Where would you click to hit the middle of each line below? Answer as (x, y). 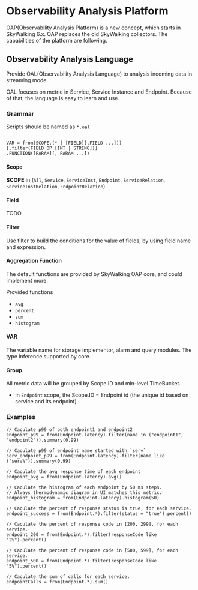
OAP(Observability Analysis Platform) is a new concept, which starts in (94, 28)
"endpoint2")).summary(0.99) (43, 440)
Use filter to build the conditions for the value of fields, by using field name (98, 241)
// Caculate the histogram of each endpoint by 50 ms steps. (84, 487)
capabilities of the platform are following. (57, 40)
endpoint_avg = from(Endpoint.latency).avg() (64, 477)
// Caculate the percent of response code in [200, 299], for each (92, 524)
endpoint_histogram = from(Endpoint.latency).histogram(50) (83, 498)
